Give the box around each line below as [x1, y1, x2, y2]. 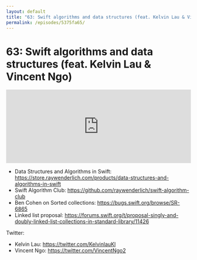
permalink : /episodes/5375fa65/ [6, 19, 85, 25]
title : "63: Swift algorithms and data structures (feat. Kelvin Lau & [6, 14, 185, 20]
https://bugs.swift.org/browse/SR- [97, 199, 180, 206]
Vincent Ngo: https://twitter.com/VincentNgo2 [14, 247, 126, 254]
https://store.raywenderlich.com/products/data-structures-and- [14, 174, 169, 181]
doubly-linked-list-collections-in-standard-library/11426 [14, 218, 150, 225]
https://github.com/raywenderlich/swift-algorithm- [67, 186, 189, 194]
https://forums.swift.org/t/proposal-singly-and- [64, 212, 179, 219]
